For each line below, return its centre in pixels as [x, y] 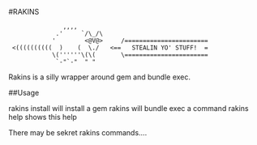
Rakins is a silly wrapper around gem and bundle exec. [100, 77]
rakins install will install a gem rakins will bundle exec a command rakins [128, 108]
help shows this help [43, 117]
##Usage [24, 93]
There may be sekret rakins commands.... [78, 132]
